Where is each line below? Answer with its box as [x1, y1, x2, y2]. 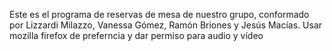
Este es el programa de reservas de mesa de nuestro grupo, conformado [9, 9, 310, 20]
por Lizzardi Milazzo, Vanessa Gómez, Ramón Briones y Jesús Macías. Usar [9, 19, 323, 31]
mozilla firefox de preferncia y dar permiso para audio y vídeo [9, 30, 264, 41]
